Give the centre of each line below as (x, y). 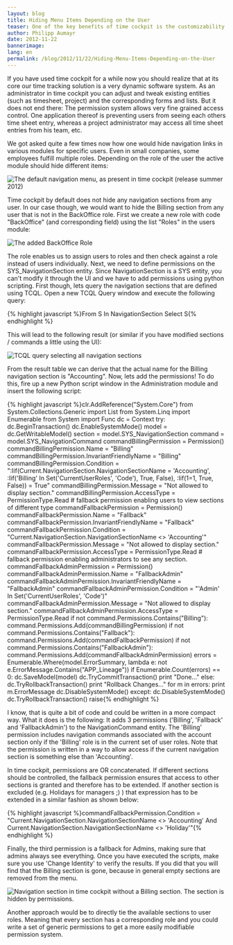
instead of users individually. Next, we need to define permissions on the (111, 263)
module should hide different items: (58, 165)
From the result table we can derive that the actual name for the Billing (107, 369)
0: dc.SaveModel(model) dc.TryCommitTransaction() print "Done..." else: (111, 677)
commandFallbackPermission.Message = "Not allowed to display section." (113, 544)
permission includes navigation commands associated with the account (109, 734)
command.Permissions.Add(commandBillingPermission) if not (95, 625)
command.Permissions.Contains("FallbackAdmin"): (80, 647)
